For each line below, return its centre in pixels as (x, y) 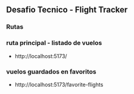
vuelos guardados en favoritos (51, 71)
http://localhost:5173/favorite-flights (59, 84)
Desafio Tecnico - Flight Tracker (67, 10)
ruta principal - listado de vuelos (54, 43)
